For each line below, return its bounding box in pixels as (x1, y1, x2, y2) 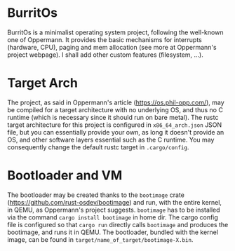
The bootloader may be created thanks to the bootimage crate (7, 191, 184, 199)
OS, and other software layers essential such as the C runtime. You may (7, 135, 215, 144)
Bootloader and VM (7, 168, 123, 184)
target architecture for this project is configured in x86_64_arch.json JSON (7, 121, 222, 129)
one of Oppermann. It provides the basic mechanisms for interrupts (7, 35, 202, 43)
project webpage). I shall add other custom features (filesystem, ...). (7, 50, 203, 59)
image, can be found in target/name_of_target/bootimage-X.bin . (7, 235, 194, 243)
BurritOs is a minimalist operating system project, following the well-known (7, 28, 224, 36)
